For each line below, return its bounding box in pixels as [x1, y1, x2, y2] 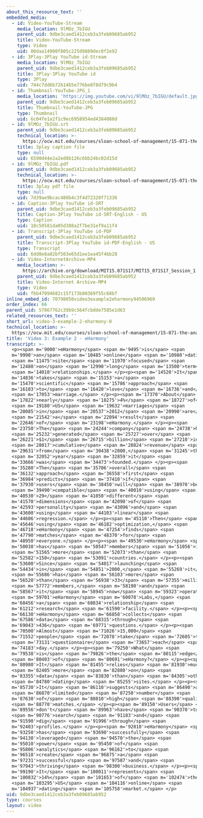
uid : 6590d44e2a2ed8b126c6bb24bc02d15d [17, 155, 118, 161]
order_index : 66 [6, 302, 47, 308]
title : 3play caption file [17, 143, 85, 150]
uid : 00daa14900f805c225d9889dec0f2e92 [17, 48, 118, 54]
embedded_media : [6, 15, 47, 21]
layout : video [6, 803, 42, 809]
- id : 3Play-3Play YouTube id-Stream [11, 54, 107, 60]
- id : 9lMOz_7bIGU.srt [11, 122, 69, 128]
